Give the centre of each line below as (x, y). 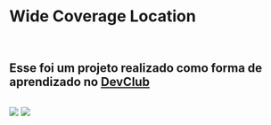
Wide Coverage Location (103, 16)
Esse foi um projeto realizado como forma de (136, 68)
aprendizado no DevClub (79, 82)
